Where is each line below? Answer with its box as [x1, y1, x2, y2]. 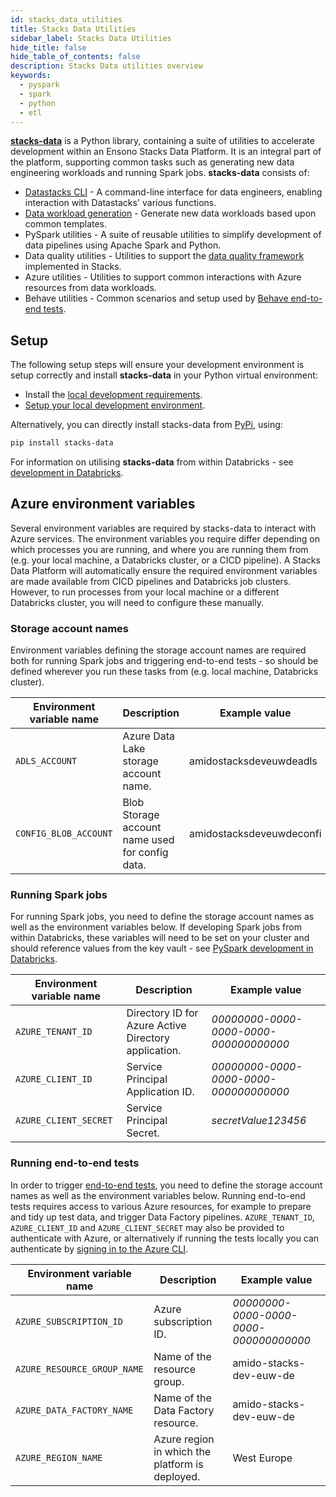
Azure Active [126, 1019, 187, 1033]
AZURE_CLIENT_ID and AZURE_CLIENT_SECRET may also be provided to [10, 1221, 285, 1233]
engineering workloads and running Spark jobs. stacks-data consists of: [10, 167, 310, 179]
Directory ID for [126, 1006, 199, 1020]
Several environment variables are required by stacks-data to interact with [10, 522, 317, 534]
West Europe [232, 1451, 293, 1465]
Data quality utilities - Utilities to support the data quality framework [24, 250, 305, 262]
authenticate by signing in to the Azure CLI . [10, 1242, 188, 1255]
